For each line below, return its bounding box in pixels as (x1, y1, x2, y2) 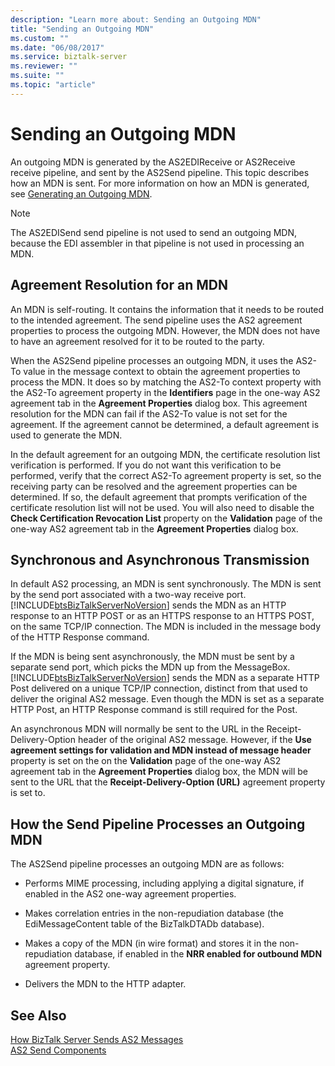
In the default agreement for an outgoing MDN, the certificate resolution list (10, 448, 321, 460)
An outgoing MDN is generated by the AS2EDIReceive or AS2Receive (10, 156, 296, 168)
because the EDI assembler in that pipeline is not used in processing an (10, 237, 305, 249)
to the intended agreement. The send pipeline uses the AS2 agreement (10, 314, 303, 326)
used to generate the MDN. (10, 429, 123, 441)
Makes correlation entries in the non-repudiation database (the (24, 907, 284, 920)
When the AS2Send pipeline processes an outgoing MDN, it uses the (10, 354, 294, 366)
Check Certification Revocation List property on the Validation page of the (10, 512, 323, 524)
